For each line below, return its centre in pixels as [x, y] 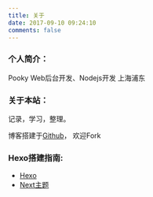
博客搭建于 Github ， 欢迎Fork [55, 136]
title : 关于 [26, 15]
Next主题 [34, 185]
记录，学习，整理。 [39, 118]
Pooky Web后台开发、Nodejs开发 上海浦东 [77, 78]
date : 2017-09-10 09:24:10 [52, 23]
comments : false [35, 30]
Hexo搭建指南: [36, 158]
